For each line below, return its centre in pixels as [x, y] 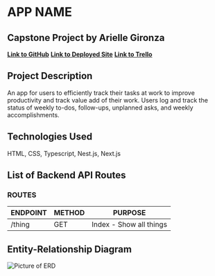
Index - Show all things [129, 225]
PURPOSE [129, 213]
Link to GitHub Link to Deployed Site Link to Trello [80, 54]
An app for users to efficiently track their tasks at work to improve [101, 93]
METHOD [69, 213]
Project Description [50, 76]
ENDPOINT [29, 213]
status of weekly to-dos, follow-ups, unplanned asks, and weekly [100, 107]
